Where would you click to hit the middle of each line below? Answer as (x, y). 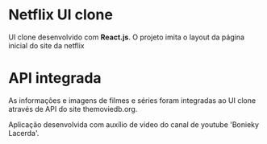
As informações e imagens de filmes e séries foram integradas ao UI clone (132, 100)
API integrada (55, 78)
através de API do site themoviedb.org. (73, 109)
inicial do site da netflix (46, 45)
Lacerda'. (24, 133)
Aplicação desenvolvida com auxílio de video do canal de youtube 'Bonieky (134, 124)
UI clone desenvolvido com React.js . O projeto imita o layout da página (126, 37)
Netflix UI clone (60, 15)
